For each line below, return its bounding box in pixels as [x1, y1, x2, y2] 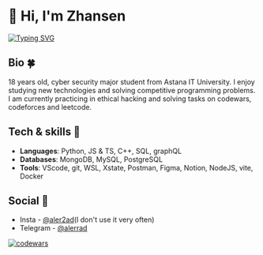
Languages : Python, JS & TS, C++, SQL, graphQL [19, 146, 182, 156]
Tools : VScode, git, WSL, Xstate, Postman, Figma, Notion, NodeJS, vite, [19, 163, 254, 172]
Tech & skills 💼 [8, 126, 81, 139]
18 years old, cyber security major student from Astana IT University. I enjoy [8, 77, 255, 86]
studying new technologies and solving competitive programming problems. [8, 85, 256, 95]
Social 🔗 [8, 193, 49, 208]
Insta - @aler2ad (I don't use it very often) [19, 215, 155, 224]
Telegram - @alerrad [19, 223, 88, 233]
